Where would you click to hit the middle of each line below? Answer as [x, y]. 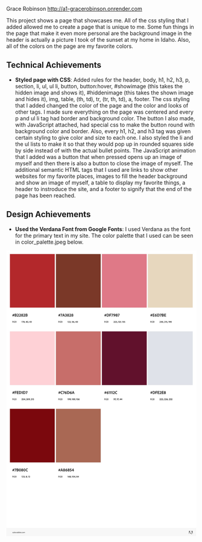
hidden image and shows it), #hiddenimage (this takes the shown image [104, 93]
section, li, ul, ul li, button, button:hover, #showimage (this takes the [99, 86]
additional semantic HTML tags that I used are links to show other [96, 169]
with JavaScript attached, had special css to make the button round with [105, 125]
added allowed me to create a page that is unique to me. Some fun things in [100, 27]
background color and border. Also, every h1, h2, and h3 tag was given [103, 131]
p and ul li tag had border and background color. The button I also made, [105, 118]
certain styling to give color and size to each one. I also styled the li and [104, 137]
